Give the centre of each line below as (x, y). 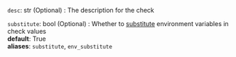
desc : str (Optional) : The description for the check (81, 10)
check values (27, 31)
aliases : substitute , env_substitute (60, 46)
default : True (27, 39)
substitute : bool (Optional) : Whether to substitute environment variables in (118, 24)
